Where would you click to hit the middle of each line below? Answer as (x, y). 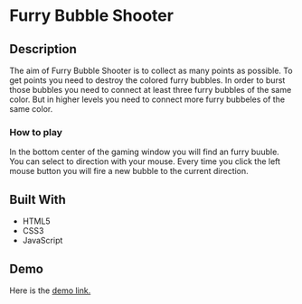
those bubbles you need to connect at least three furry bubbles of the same (151, 90)
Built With (38, 199)
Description (43, 49)
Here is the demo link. (50, 290)
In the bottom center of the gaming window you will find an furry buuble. (145, 152)
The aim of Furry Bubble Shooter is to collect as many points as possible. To (151, 70)
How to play (36, 132)
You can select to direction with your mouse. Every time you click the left (145, 161)
